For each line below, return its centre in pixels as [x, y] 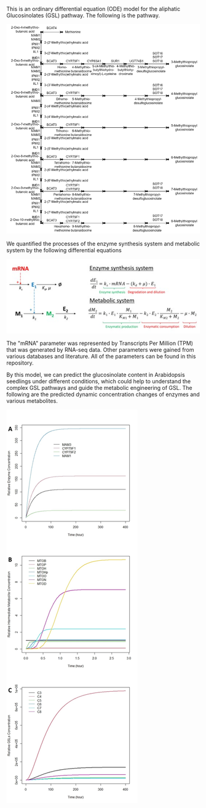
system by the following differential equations [64, 250]
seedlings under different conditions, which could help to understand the [99, 381]
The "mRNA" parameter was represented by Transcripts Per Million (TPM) [100, 343]
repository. [20, 363]
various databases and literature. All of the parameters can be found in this [101, 357]
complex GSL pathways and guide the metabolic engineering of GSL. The [99, 388]
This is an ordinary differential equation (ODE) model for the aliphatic [93, 9]
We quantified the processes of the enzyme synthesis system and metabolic [103, 244]
